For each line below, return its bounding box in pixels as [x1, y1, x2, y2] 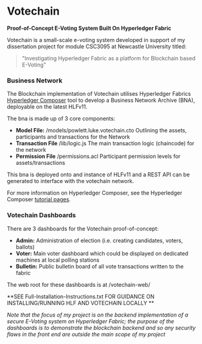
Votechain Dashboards [7, 211, 77, 220]
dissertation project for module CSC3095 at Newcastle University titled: [7, 43, 187, 50]
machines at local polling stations [15, 256, 100, 263]
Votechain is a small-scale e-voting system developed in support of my [7, 36, 186, 43]
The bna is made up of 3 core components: [7, 115, 116, 123]
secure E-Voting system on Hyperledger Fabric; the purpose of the [7, 317, 175, 324]
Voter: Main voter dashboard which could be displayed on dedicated [15, 249, 189, 257]
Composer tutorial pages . [7, 196, 71, 203]
